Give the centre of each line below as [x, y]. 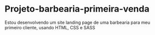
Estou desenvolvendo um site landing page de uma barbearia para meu [77, 22]
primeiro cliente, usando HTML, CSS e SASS [50, 27]
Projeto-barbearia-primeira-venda [77, 9]
